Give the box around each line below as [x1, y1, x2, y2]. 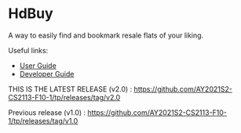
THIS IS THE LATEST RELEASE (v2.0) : [8, 84, 133, 94]
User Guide [19, 60, 57, 70]
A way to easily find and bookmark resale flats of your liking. [8, 31, 204, 40]
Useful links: [8, 45, 49, 55]
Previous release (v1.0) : [8, 107, 86, 117]
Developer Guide [19, 69, 75, 78]
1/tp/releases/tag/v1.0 [8, 116, 79, 125]
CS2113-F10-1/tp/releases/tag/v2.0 [8, 92, 121, 102]
